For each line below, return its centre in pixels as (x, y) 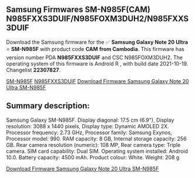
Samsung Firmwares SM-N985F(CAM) (78, 10)
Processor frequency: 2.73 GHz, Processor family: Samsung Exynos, (89, 132)
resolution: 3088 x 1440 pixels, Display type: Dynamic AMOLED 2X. (88, 126)
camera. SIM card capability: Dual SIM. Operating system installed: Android (97, 151)
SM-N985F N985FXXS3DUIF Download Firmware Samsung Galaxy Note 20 (97, 81)
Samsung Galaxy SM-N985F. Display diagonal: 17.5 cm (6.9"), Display (90, 120)
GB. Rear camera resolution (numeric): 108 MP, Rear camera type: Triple (93, 145)
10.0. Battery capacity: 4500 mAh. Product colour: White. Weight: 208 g (93, 157)
